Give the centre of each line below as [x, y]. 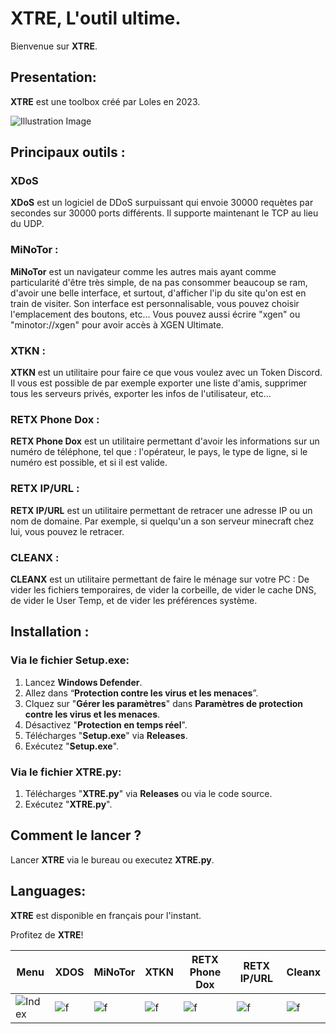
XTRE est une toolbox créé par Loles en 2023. [105, 101]
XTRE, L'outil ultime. [96, 18]
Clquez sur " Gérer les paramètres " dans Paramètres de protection [163, 703]
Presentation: [53, 77]
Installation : [50, 632]
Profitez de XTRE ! [47, 934]
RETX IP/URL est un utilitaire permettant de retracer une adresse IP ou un [161, 510]
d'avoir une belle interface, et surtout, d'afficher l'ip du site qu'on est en [158, 293]
